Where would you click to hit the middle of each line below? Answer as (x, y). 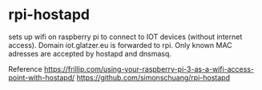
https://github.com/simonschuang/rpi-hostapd (153, 77)
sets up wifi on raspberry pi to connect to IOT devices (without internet (125, 37)
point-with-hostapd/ (42, 77)
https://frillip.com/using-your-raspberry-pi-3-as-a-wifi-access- (149, 68)
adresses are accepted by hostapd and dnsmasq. (90, 53)
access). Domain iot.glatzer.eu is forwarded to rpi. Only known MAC (120, 45)
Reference (25, 68)
